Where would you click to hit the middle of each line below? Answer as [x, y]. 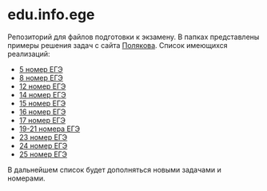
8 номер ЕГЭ [41, 78]
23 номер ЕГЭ [43, 137]
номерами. [26, 178]
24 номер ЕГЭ [43, 145]
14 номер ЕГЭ [42, 94]
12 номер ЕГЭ [42, 86]
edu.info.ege [51, 15]
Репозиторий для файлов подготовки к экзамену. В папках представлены [133, 37]
